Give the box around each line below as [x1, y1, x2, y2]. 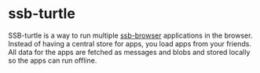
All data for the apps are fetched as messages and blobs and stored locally [8, 47, 251, 57]
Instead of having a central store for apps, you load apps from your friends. [8, 38, 251, 48]
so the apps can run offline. [8, 56, 97, 65]
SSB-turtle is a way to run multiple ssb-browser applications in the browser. [8, 31, 253, 40]
